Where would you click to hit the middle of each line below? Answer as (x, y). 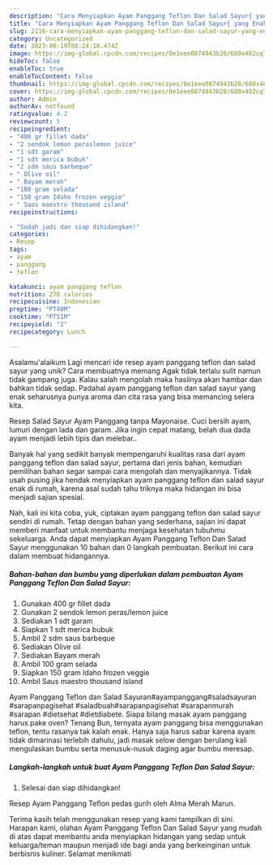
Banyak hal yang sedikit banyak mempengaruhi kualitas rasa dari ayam (128, 454)
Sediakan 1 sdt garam (57, 621)
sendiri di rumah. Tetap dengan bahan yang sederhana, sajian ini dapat (128, 521)
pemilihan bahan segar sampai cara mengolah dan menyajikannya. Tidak (130, 471)
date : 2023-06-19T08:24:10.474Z (64, 46)
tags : (18, 250)
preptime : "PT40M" (40, 309)
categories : (29, 235)
